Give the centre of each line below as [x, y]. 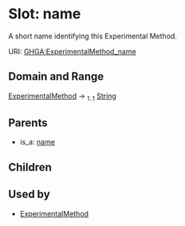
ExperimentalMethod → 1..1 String [63, 97]
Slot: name [45, 14]
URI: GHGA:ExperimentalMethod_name [73, 51]
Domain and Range [56, 77]
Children [30, 167]
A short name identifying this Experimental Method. [93, 36]
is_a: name [37, 142]
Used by [29, 194]
